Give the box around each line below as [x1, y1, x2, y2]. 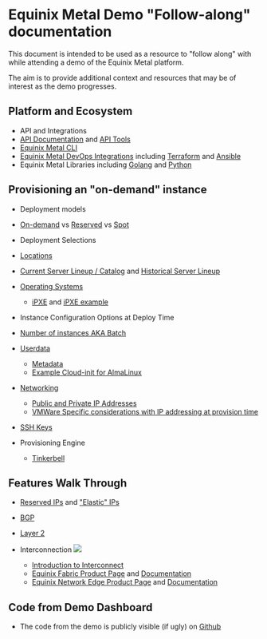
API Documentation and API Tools [19, 134, 132, 144]
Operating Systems [19, 281, 84, 291]
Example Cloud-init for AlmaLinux [31, 367, 142, 377]
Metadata [31, 359, 64, 368]
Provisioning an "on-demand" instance [8, 183, 207, 196]
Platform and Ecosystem [8, 105, 133, 118]
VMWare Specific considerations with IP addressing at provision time [31, 407, 259, 416]
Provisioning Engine [19, 438, 85, 447]
